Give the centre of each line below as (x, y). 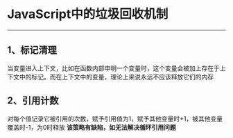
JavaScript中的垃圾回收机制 (88, 14)
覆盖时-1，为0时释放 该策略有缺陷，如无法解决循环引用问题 (92, 127)
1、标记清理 (32, 50)
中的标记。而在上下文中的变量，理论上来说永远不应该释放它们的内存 (116, 77)
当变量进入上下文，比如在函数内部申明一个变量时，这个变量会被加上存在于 (113, 68)
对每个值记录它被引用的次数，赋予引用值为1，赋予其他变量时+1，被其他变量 (115, 119)
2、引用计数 (33, 101)
